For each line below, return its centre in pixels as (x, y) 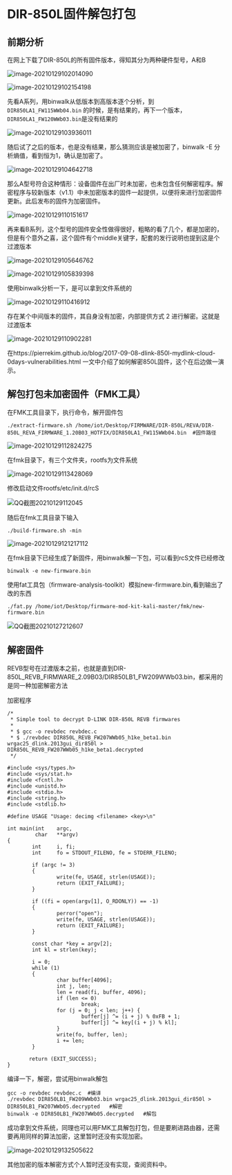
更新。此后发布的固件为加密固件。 (56, 201)
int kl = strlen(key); (65, 950)
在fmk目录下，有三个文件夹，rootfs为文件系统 (72, 460)
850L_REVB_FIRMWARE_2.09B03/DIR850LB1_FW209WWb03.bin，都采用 (112, 677)
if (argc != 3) (54, 865)
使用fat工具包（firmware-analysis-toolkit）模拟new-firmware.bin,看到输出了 (115, 584)
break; (90, 1004)
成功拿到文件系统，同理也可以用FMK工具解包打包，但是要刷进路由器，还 (110, 1127)
